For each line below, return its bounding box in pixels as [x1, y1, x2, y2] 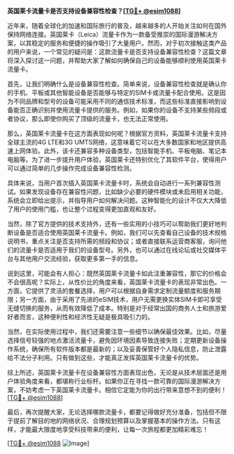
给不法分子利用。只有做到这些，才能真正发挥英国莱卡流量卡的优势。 [7, 354, 203, 362]
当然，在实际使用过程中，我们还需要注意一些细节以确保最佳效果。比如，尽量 [7, 327, 227, 336]
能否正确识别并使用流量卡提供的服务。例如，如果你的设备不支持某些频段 [13, 106, 221, 114]
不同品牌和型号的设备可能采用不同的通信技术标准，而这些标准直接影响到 [13, 97, 221, 105]
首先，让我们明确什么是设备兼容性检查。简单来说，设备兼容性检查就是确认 [7, 80, 221, 88]
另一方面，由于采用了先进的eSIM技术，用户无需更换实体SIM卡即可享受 [19, 295, 222, 303]
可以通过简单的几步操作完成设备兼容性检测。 [7, 164, 136, 172]
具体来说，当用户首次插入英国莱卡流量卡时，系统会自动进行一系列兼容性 [7, 179, 214, 187]
